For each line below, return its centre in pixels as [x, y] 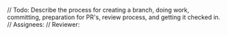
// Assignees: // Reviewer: [44, 24]
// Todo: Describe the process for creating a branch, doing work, [98, 10]
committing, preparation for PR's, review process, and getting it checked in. [114, 17]
